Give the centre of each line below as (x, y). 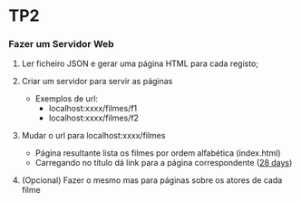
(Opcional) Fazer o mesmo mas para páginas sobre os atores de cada (152, 180)
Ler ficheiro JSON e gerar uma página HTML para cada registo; (140, 63)
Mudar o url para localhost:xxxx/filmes (93, 136)
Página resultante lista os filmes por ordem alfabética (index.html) (158, 153)
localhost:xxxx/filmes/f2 (94, 118)
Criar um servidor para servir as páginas (97, 82)
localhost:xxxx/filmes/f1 (93, 109)
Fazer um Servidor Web (61, 44)
